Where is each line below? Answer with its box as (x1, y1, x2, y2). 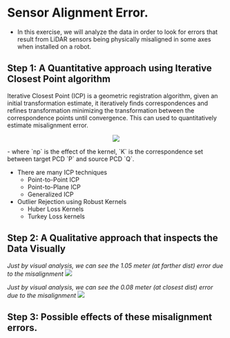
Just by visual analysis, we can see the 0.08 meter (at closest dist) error (7, 283, 213, 291)
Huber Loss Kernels (27, 205, 84, 213)
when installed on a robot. (17, 42, 92, 50)
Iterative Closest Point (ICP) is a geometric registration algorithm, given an (7, 91, 218, 100)
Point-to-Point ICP (27, 175, 79, 184)
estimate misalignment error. (7, 121, 88, 129)
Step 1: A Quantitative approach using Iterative (7, 62, 212, 74)
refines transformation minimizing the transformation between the (7, 106, 195, 115)
